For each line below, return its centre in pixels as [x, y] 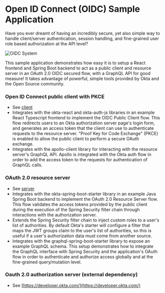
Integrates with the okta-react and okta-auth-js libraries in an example [83, 112]
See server [23, 188]
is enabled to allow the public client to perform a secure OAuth [76, 139]
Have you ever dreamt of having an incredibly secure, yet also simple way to [82, 33]
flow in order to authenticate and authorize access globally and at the [83, 256]
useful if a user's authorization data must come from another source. [82, 236]
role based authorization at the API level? [47, 43]
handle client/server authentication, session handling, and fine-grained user [82, 38]
